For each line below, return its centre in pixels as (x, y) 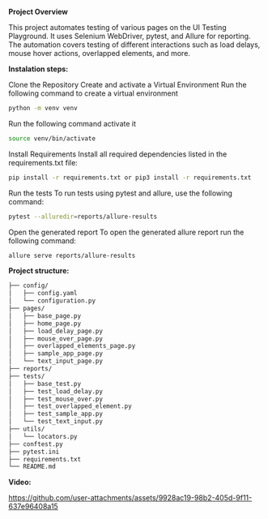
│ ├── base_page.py (45, 315)
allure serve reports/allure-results (72, 255)
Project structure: (39, 271)
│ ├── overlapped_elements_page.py (72, 346)
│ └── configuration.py (52, 301)
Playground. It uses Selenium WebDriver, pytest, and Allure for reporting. (130, 36)
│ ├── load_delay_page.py (56, 331)
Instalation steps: (38, 69)
